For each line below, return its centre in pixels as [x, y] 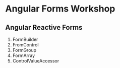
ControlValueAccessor [36, 61]
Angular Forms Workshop [60, 9]
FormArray [24, 55]
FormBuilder [25, 39]
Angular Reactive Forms [44, 27]
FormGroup [24, 50]
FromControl [25, 45]
